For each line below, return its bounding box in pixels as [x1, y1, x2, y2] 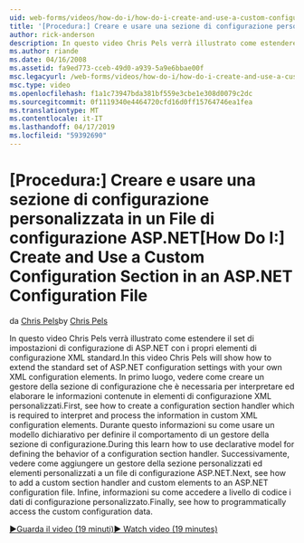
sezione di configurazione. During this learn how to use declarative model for [9, 438, 295, 449]
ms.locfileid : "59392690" [9, 131, 107, 140]
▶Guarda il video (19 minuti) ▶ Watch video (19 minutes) [9, 523, 218, 534]
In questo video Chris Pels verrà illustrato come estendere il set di [9, 332, 255, 344]
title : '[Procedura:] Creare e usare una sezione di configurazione [9, 22, 273, 31]
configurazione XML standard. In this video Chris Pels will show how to [9, 352, 272, 363]
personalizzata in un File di [9, 209, 215, 229]
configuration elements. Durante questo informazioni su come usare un [9, 419, 275, 430]
